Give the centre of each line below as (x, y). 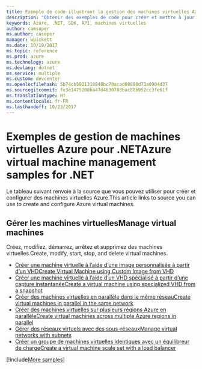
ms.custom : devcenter (33, 79)
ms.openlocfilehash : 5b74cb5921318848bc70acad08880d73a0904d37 (87, 85)
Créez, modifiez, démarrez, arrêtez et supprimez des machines (84, 247)
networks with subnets (43, 335)
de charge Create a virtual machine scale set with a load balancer (95, 348)
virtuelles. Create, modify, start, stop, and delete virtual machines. (87, 254)
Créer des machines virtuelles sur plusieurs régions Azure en (90, 310)
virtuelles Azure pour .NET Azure (89, 149)
